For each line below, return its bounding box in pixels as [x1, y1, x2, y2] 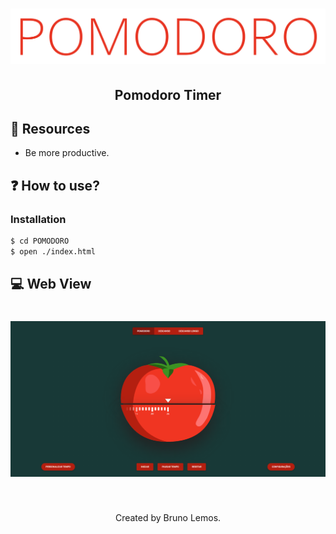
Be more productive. [24, 147, 110, 159]
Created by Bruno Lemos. [114, 511, 222, 523]
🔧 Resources [10, 121, 91, 138]
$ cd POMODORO [10, 236, 70, 247]
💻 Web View [10, 276, 92, 293]
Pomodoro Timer [114, 86, 222, 103]
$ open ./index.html [10, 247, 97, 257]
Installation [10, 212, 67, 226]
